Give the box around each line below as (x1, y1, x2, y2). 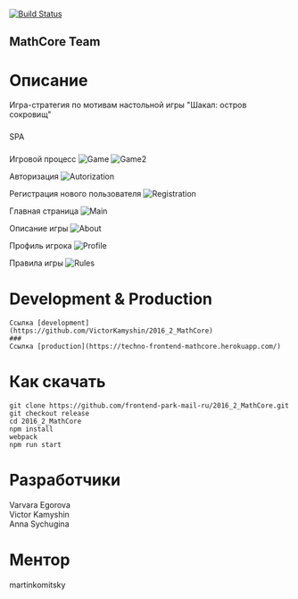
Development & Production (9, 289, 212, 309)
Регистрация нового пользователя (9, 189, 142, 199)
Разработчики (9, 470, 121, 491)
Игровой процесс (9, 154, 77, 165)
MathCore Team (9, 34, 101, 49)
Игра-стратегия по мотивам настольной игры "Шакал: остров (9, 99, 247, 111)
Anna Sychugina (9, 519, 70, 529)
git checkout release (9, 409, 90, 418)
